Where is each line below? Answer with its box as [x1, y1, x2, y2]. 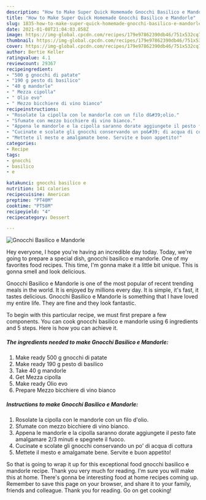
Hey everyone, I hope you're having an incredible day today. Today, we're [6, 248, 192, 256]
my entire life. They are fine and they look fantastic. [6, 299, 137, 307]
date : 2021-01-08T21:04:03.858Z [6, 26, 89, 33]
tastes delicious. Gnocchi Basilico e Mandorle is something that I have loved [6, 293, 198, 300]
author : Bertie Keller [6, 49, 64, 55]
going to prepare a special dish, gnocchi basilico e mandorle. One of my [6, 255, 188, 262]
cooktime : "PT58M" [6, 203, 53, 209]
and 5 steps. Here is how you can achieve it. [6, 324, 118, 332]
